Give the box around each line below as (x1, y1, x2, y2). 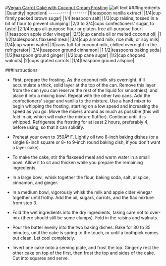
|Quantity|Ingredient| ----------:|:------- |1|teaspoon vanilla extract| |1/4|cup (5, 10, 161, 16)
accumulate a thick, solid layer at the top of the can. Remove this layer (12, 82, 156, 88)
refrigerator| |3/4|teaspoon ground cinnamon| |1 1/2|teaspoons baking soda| (5, 47, 161, 53)
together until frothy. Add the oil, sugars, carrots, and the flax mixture (12, 194, 154, 200)
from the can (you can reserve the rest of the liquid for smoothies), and (12, 88, 158, 93)
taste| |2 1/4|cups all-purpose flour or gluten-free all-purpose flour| (5, 26, 143, 32)
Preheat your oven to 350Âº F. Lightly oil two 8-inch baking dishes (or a (12, 134, 159, 140)
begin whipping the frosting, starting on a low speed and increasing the (12, 103, 159, 109)
